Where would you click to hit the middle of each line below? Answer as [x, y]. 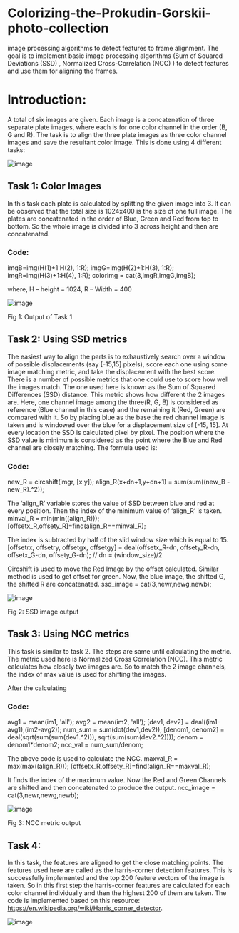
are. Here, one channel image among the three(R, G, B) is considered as [113, 402]
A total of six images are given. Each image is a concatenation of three [111, 119]
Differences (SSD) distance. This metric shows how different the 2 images [116, 394]
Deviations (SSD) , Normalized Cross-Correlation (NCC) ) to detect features [118, 63]
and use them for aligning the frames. [62, 71]
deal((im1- [205, 722]
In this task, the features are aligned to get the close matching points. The [116, 863]
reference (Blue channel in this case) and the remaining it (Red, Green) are [117, 409]
